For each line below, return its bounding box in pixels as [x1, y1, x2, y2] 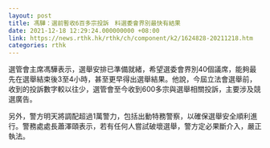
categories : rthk [8, 42, 67, 50]
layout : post [8, 11, 52, 20]
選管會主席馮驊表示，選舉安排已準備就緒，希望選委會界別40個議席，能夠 [8, 65, 250, 74]
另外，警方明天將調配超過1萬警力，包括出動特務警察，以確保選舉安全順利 [8, 111, 251, 121]
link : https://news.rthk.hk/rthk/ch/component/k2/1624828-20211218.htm [8, 34, 253, 42]
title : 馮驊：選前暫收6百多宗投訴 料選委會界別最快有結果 [8, 19, 181, 27]
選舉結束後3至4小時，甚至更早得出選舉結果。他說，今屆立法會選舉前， [22, 74, 257, 84]
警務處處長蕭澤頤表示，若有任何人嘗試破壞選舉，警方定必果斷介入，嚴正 [22, 122, 262, 131]
